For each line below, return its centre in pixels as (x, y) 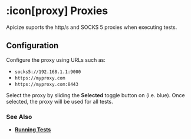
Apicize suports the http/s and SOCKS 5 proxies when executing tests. (92, 27)
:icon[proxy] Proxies (57, 11)
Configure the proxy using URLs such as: (56, 59)
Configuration (32, 46)
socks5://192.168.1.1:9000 (48, 72)
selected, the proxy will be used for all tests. (60, 101)
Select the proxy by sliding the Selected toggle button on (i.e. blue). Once (96, 95)
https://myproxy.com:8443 (46, 84)
